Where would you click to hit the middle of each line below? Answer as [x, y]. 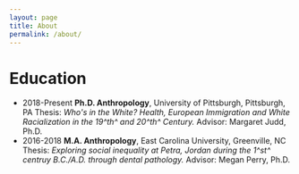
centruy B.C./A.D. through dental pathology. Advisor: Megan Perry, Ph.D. [156, 160]
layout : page [34, 17]
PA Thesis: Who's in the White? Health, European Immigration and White [156, 112]
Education [48, 78]
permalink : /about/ [46, 34]
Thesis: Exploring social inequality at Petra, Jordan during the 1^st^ [146, 150]
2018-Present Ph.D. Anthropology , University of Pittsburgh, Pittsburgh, [154, 103]
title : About [34, 26]
